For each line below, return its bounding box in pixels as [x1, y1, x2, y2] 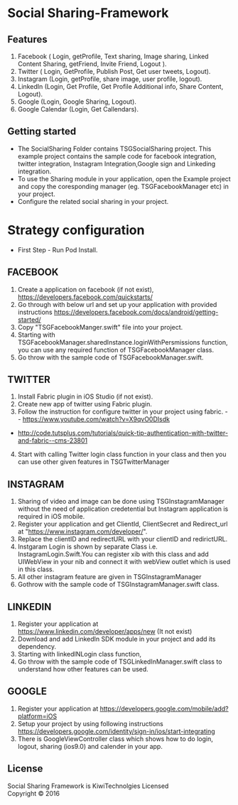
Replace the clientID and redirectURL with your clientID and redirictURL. [17, 535, 228, 544]
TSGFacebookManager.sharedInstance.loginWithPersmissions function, [17, 337, 229, 346]
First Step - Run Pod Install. [17, 245, 98, 254]
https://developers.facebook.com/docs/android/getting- [53, 308, 219, 316]
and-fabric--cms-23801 [17, 436, 88, 445]
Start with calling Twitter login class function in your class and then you [17, 450, 227, 459]
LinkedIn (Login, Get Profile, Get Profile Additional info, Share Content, [17, 82, 224, 90]
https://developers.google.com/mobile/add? [99, 704, 229, 713]
